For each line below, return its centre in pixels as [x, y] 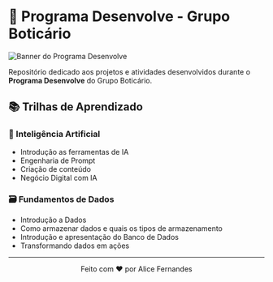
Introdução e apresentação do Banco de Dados [99, 237]
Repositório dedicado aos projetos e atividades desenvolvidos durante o [129, 71]
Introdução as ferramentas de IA [74, 152]
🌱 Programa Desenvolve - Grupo [119, 17]
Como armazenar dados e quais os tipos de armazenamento [121, 228]
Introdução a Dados [53, 220]
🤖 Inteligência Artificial [54, 135]
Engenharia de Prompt [58, 160]
